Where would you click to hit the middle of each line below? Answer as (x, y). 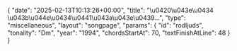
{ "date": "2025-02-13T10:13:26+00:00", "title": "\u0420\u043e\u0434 (111, 10)
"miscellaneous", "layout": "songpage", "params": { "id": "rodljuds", (105, 25)
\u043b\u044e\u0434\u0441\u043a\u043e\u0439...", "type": (97, 18)
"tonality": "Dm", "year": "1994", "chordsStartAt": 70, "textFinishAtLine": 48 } (119, 33)
